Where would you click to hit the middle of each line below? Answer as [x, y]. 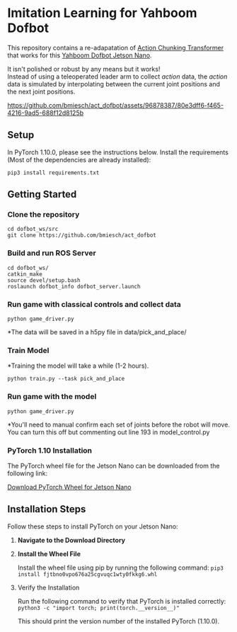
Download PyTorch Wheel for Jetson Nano [69, 487]
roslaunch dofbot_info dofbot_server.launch [74, 286]
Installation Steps [47, 509]
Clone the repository [44, 215]
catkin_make [25, 274]
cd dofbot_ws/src [33, 229]
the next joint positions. [41, 91]
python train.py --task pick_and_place [66, 379]
